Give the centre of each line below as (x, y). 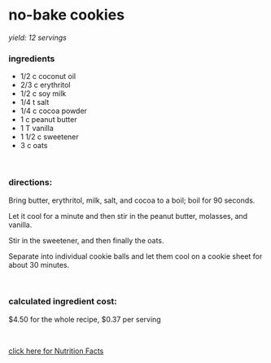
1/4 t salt (35, 103)
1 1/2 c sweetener (49, 137)
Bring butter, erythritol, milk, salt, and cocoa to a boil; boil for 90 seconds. (132, 200)
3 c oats (34, 146)
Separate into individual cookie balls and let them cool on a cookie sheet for (135, 256)
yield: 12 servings (37, 37)
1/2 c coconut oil (48, 77)
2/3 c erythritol (45, 85)
